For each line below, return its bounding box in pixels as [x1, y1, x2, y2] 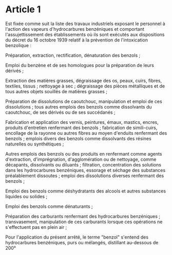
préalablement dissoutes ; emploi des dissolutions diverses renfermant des [5, 173, 164, 179]
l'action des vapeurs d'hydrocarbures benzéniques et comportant [5, 26, 145, 32]
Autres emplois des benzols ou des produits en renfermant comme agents [5, 151, 162, 157]
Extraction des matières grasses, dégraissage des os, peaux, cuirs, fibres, [5, 77, 162, 83]
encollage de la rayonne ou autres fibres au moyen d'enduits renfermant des [5, 130, 167, 136]
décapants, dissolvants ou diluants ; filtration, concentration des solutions [5, 161, 162, 167]
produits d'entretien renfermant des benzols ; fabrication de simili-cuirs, [5, 124, 158, 131]
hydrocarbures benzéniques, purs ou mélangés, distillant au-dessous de [5, 239, 159, 245]
